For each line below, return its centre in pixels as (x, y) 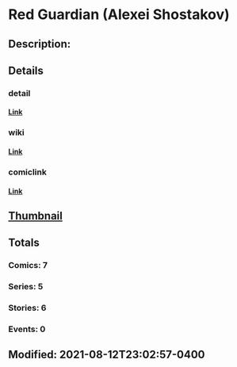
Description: (40, 44)
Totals (24, 243)
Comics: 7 (28, 266)
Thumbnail (36, 216)
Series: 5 (26, 287)
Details (26, 70)
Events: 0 (27, 329)
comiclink (28, 172)
